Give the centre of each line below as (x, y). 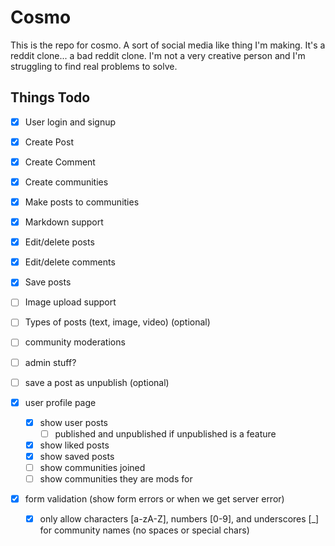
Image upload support (70, 302)
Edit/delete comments (70, 262)
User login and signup (70, 122)
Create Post (49, 142)
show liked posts (74, 445)
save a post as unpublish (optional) (97, 382)
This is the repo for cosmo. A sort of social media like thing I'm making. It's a (168, 45)
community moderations (75, 342)
